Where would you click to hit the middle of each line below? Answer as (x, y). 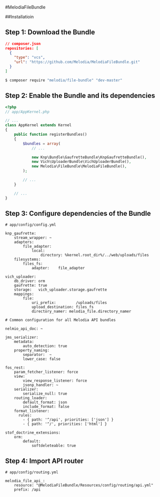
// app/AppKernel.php (27, 112)
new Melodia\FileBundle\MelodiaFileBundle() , (79, 166)
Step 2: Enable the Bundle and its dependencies (80, 96)
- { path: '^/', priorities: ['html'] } (65, 424)
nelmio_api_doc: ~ (24, 329)
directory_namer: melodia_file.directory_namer (81, 311)
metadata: (24, 342)
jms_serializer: (22, 338)
